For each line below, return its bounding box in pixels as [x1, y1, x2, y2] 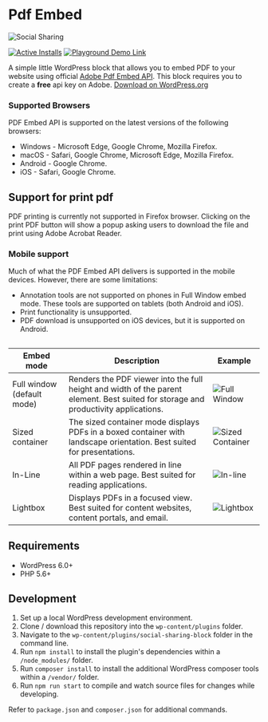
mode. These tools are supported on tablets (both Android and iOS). [19, 299, 244, 309]
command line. [19, 638, 69, 648]
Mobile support [8, 248, 69, 259]
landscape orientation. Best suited [68, 436, 197, 448]
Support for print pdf [8, 190, 114, 204]
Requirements [8, 539, 80, 553]
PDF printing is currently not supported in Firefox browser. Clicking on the [8, 211, 250, 221]
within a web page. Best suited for [68, 469, 196, 480]
